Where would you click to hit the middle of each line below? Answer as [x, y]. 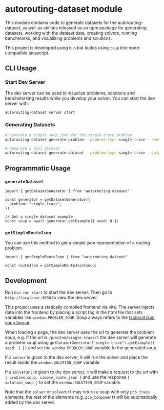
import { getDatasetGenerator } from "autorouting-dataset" [68, 191]
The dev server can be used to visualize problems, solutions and [70, 93]
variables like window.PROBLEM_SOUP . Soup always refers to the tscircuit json [80, 317]
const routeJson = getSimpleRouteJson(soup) [51, 265]
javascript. [39, 53]
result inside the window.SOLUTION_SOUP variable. [53, 362]
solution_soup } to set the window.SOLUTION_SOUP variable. [63, 383]
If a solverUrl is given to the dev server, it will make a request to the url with [82, 372]
